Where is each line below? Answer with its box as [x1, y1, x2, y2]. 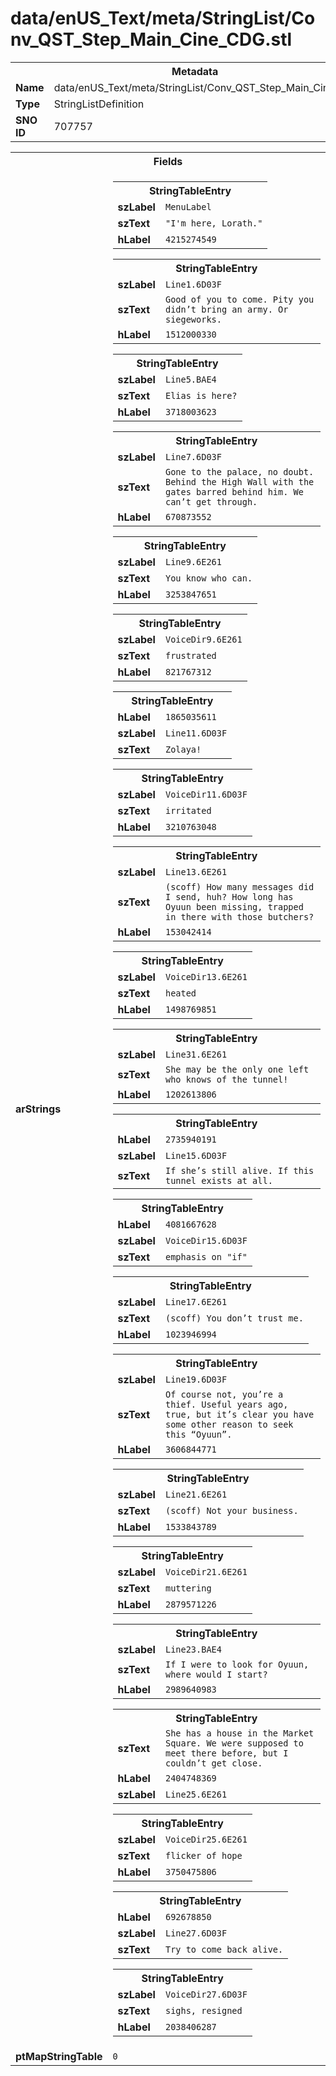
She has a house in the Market [164, 1727, 315, 1739]
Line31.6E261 [164, 1048, 228, 1060]
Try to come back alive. [164, 1943, 284, 1955]
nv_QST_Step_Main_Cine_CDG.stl [10, 28, 293, 51]
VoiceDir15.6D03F [164, 1235, 248, 1246]
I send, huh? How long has [164, 891, 294, 902]
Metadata [171, 64, 219, 78]
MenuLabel [164, 201, 212, 212]
